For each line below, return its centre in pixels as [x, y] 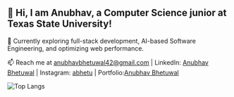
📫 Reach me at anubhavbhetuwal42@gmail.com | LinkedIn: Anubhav [108, 62]
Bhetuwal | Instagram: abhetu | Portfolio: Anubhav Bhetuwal [93, 72]
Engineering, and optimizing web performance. [76, 48]
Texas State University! [60, 24]
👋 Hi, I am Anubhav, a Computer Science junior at [117, 13]
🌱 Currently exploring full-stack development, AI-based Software [101, 41]
